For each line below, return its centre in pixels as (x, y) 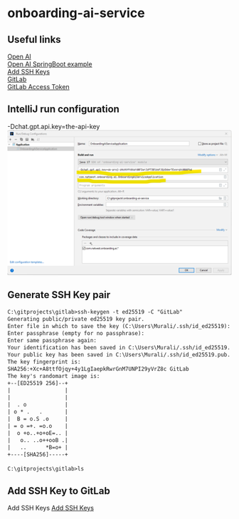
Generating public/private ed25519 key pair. (76, 319)
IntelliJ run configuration (63, 109)
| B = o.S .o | (38, 419)
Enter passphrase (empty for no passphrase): (76, 334)
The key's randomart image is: (54, 376)
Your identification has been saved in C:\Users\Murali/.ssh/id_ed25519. (119, 348)
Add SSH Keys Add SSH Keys (51, 508)
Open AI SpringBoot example (50, 64)
